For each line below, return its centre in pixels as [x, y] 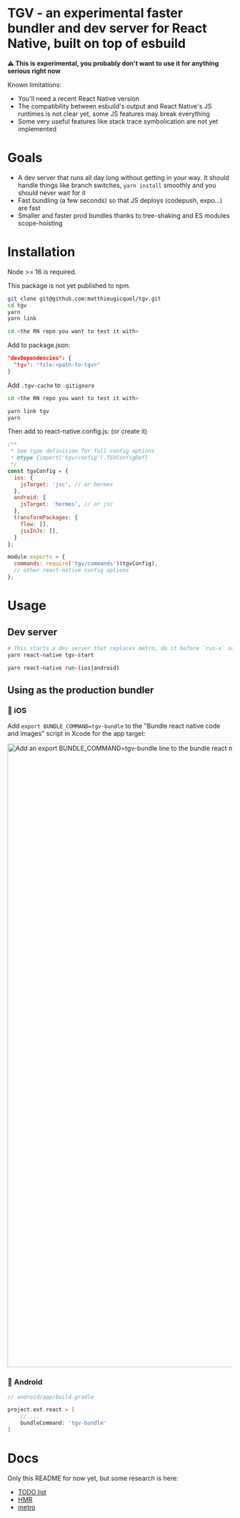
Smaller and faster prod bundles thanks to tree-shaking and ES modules [124, 215]
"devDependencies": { [40, 359]
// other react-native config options [72, 570]
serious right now [34, 71]
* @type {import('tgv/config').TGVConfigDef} [79, 458]
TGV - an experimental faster [95, 13]
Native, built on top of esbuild [96, 44]
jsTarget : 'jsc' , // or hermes [67, 484]
